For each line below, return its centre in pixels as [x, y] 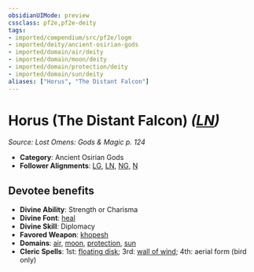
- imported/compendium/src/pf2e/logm [70, 37]
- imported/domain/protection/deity [68, 67]
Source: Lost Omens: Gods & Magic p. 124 [77, 142]
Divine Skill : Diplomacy [57, 226]
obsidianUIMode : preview [49, 15]
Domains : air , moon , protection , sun [77, 243]
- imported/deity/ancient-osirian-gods [74, 45]
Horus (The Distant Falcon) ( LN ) [114, 120]
